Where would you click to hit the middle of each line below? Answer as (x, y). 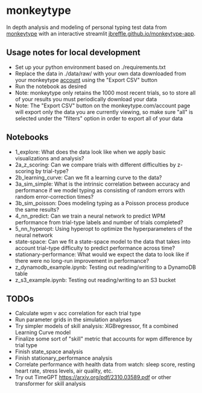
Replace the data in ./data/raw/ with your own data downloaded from (100, 74)
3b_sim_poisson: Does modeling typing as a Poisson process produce (102, 203)
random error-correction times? (54, 196)
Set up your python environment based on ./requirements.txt (90, 67)
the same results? (37, 209)
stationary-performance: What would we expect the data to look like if (102, 254)
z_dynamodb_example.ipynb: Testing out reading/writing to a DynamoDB (106, 267)
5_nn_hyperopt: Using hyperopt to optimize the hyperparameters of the (103, 228)
